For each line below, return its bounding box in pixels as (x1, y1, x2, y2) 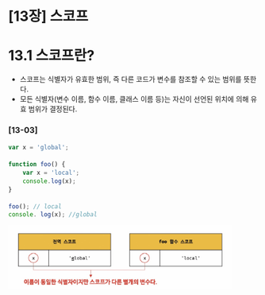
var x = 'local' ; (22, 169, 80, 177)
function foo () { (8, 161, 66, 169)
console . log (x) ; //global (8, 211, 98, 219)
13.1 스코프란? (8, 47, 95, 64)
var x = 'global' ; (8, 144, 69, 152)
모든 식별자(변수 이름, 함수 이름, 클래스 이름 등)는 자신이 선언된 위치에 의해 (19, 95, 249, 104)
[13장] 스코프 (8, 7, 89, 25)
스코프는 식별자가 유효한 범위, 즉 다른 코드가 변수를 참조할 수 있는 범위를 (19, 75, 242, 84)
